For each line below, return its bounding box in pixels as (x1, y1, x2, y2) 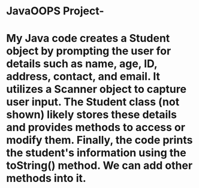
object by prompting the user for (6, 44, 171, 58)
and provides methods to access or (6, 121, 186, 134)
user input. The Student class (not (6, 95, 180, 109)
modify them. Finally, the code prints (6, 134, 193, 147)
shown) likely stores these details (6, 108, 177, 122)
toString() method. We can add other (6, 159, 193, 172)
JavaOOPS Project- (6, 4, 104, 18)
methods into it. (6, 172, 87, 185)
